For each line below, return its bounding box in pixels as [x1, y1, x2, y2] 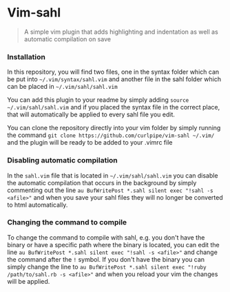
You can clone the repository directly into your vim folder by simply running [7, 124, 221, 132]
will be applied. [7, 277, 50, 285]
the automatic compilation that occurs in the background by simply [7, 178, 197, 187]
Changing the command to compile [7, 218, 127, 227]
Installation [7, 52, 46, 61]
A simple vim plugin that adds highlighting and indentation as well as [23, 28, 218, 36]
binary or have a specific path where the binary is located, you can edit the [7, 240, 220, 249]
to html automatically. [7, 200, 68, 209]
